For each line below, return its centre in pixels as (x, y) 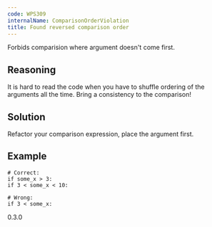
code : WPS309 (27, 14)
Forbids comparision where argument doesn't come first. (91, 48)
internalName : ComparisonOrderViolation (69, 21)
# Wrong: (20, 197)
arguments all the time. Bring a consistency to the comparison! (99, 95)
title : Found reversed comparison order (69, 27)
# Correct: (24, 173)
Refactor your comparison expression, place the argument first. (101, 134)
